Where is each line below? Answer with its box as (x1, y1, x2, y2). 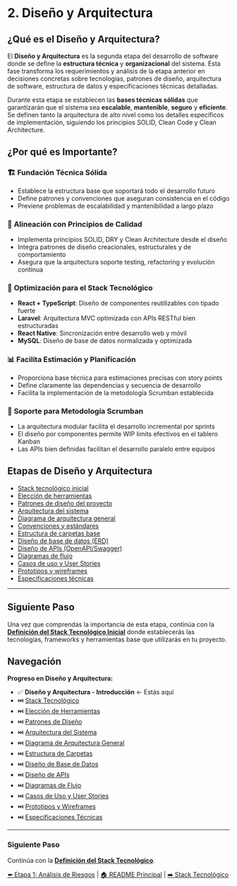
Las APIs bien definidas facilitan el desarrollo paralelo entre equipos (17, 444, 215, 453)
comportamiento (17, 250, 66, 259)
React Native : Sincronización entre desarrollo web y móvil (17, 329, 187, 337)
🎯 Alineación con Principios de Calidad (7, 219, 142, 229)
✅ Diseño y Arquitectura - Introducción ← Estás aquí (17, 688, 174, 696)
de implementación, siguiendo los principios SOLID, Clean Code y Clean (7, 118, 217, 127)
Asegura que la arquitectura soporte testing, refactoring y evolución (17, 257, 215, 266)
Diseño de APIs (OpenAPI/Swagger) (17, 544, 123, 552)
